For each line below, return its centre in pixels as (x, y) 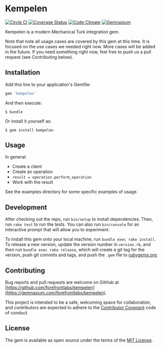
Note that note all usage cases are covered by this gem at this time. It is (77, 41)
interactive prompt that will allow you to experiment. (57, 230)
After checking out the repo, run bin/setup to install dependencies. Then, (79, 219)
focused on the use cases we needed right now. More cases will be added (80, 46)
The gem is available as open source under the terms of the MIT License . (79, 340)
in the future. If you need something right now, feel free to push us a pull (78, 52)
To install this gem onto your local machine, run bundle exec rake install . (81, 239)
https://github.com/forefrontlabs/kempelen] (51, 288)
